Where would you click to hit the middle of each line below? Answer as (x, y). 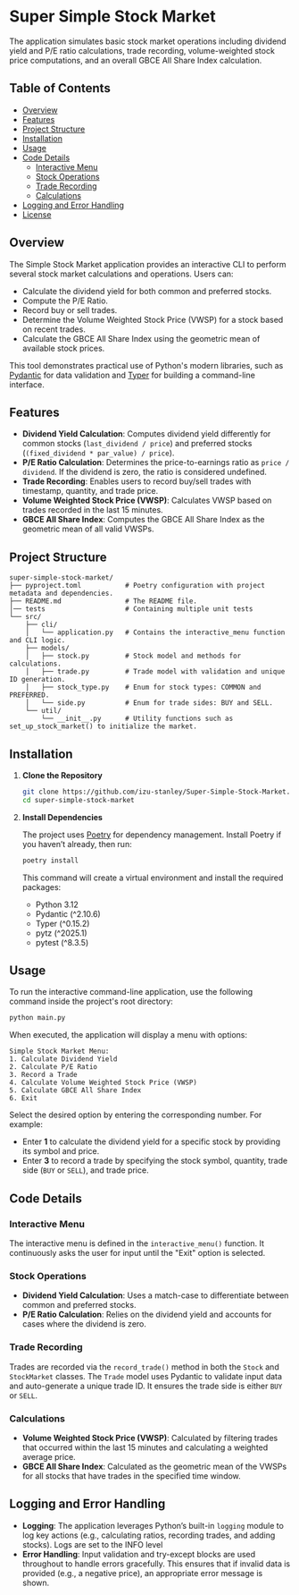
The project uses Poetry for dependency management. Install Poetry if (152, 835)
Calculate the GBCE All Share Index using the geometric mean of (141, 338)
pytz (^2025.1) (61, 933)
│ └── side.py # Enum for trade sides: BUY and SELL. (149, 703)
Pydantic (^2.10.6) (68, 913)
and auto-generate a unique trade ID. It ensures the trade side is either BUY (146, 1386)
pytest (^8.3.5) (62, 942)
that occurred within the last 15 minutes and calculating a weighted (145, 1447)
